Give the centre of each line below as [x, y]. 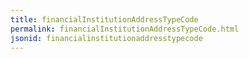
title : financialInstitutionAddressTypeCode [104, 19]
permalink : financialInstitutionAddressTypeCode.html [125, 29]
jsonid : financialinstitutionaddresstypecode [106, 38]
